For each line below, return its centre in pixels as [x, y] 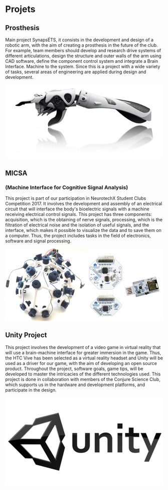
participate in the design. [31, 390]
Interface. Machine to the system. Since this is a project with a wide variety [83, 67]
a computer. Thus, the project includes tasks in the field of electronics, [78, 235]
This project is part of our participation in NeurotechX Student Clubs [76, 198]
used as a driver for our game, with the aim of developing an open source [81, 363]
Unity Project [26, 335]
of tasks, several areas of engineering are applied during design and [76, 72]
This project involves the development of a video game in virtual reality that [83, 347]
